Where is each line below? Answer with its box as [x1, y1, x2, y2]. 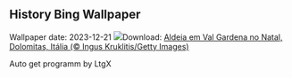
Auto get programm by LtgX [9, 58, 112, 69]
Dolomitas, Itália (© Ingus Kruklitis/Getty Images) [9, 41, 189, 51]
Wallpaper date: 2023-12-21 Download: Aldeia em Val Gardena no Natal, [9, 31, 283, 43]
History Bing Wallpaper [9, 7, 141, 22]
